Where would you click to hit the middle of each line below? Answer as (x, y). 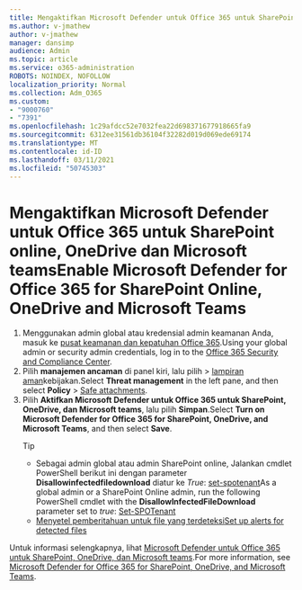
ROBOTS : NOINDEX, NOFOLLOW (60, 76)
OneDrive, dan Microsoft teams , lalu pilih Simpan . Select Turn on (143, 409)
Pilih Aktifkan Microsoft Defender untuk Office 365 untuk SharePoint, (154, 400)
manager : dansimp (42, 43)
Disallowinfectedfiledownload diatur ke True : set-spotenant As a (156, 483)
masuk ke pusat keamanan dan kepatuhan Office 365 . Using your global (155, 343)
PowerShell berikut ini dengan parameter (111, 473)
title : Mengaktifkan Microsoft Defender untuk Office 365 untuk (132, 18)
